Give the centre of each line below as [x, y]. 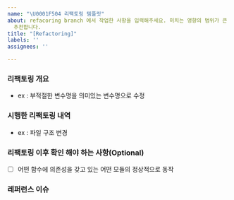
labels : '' [23, 40]
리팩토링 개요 [28, 78]
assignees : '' [28, 47]
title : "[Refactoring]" [42, 34]
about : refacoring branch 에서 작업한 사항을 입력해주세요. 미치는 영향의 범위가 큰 [117, 20]
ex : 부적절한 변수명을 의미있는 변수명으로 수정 [81, 95]
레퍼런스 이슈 [28, 189]
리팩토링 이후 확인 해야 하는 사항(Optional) [76, 153]
